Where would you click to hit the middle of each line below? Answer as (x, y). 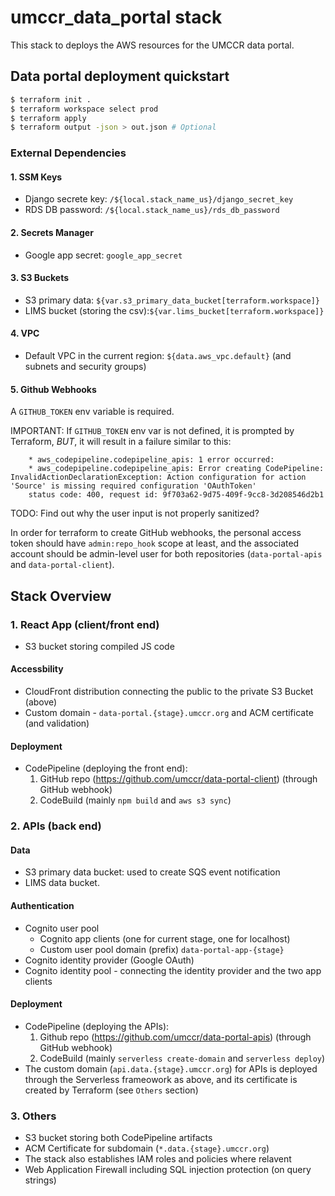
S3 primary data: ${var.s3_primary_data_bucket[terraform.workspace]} (172, 300)
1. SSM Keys (36, 177)
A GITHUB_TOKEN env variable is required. (92, 412)
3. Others (33, 1116)
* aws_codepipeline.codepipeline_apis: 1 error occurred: (151, 460)
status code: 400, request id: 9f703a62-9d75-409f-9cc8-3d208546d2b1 (176, 495)
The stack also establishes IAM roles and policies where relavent (158, 1159)
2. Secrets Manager (52, 232)
